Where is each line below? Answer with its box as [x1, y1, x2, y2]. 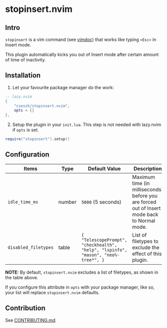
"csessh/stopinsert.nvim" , [14, 103, 70, 108]
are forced [132, 198, 157, 205]
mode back [132, 211, 159, 218]
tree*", [81, 257, 99, 263]
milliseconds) [132, 186, 164, 193]
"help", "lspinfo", [81, 247, 128, 253]
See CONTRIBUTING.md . [5, 317, 57, 323]
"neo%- [104, 252, 120, 258]
